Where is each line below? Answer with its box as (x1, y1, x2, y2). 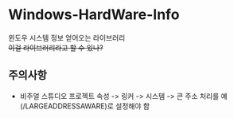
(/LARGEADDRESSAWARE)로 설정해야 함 (19, 101, 150, 111)
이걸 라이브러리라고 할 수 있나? (8, 42, 103, 53)
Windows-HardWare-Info (8, 6, 180, 24)
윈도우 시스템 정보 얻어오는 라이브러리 (8, 33, 126, 42)
